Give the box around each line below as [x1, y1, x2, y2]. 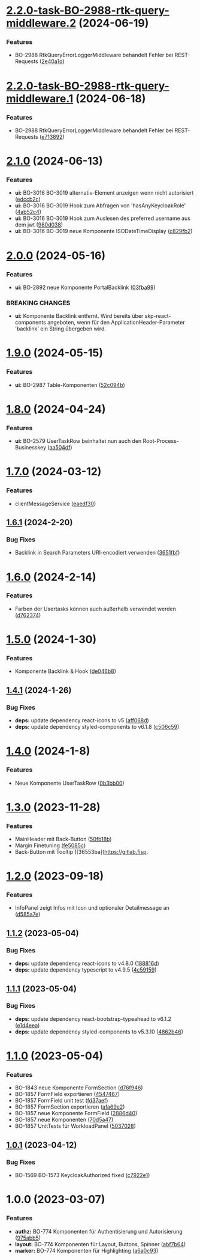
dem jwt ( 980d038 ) [14, 221, 63, 228]
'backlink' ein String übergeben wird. [14, 325, 107, 332]
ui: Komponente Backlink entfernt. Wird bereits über [14, 312, 144, 320]
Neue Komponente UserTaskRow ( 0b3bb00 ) [14, 779, 125, 787]
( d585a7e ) [14, 911, 41, 918]
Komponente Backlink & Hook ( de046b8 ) [14, 668, 117, 675]
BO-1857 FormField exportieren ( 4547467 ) [14, 1091, 120, 1098]
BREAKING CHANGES [6, 299, 71, 307]
